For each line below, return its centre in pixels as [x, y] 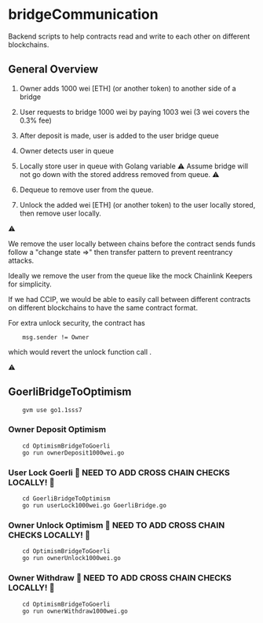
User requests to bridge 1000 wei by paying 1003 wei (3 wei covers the [134, 112]
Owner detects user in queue [66, 150]
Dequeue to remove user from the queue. [86, 190]
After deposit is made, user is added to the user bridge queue [119, 135]
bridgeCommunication [83, 15]
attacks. [21, 260]
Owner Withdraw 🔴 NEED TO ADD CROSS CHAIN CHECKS [120, 578]
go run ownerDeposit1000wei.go [73, 453]
